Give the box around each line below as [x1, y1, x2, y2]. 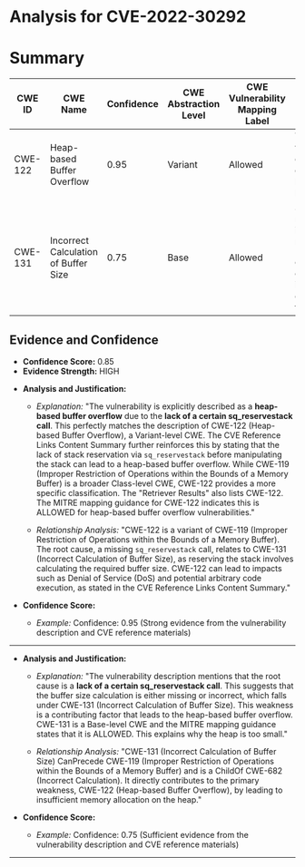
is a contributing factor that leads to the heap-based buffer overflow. [35, 709, 293, 720]
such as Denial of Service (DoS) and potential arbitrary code [35, 572, 262, 583]
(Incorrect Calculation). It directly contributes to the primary [35, 774, 260, 785]
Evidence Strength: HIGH [22, 365, 120, 376]
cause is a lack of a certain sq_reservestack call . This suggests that [35, 680, 294, 691]
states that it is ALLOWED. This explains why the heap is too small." [35, 728, 288, 739]
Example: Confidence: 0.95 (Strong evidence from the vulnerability [35, 617, 287, 628]
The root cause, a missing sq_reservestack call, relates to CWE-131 [35, 543, 287, 554]
